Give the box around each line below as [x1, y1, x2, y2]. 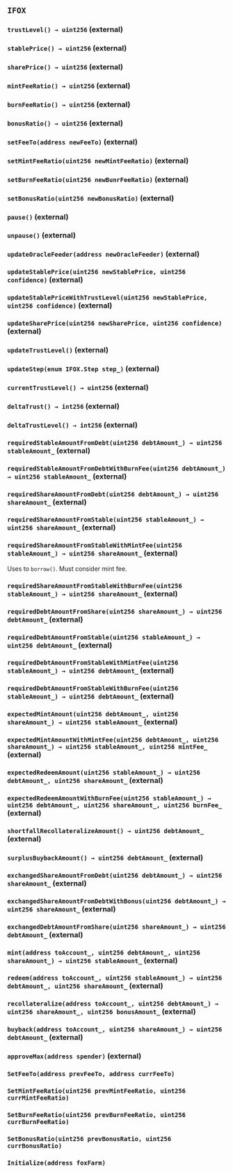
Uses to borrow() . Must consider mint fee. [7, 565, 127, 573]
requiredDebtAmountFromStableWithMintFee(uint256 [7, 659, 179, 667]
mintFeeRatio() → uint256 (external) [7, 81, 131, 91]
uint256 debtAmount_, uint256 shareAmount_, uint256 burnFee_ [7, 802, 223, 809]
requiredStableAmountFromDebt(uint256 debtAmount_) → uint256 [7, 439, 223, 447]
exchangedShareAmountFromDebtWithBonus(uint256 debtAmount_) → [7, 897, 226, 905]
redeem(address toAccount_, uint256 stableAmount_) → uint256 [7, 974, 223, 983]
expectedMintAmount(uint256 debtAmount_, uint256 [7, 710, 179, 718]
